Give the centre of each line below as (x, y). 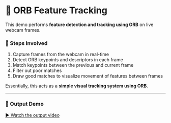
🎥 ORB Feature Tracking (56, 10)
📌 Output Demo (25, 104)
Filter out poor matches (37, 70)
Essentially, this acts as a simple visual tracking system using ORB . (77, 86)
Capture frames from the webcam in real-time (61, 54)
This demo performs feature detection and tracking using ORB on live (79, 24)
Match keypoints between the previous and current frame (73, 65)
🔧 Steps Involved (26, 43)
